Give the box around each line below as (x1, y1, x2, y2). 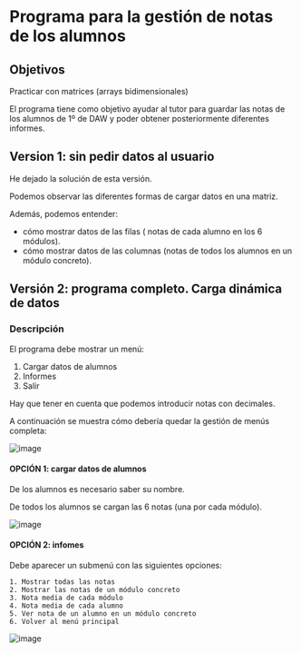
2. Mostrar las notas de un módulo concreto (9, 585, 180, 594)
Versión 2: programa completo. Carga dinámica (9, 282, 283, 297)
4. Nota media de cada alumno (9, 601, 124, 610)
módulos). (22, 235, 61, 246)
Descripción (9, 322, 65, 335)
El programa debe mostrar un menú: (9, 343, 145, 354)
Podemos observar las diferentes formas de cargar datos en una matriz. (9, 191, 278, 202)
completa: (9, 425, 47, 436)
